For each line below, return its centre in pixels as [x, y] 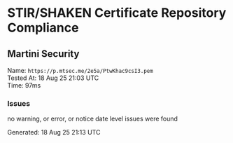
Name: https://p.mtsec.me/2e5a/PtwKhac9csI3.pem [80, 70]
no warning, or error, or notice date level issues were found [93, 119]
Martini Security [43, 54]
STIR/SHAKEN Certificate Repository [117, 13]
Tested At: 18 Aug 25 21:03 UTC [53, 78]
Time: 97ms [24, 85]
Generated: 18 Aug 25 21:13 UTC [54, 132]
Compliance [43, 28]
